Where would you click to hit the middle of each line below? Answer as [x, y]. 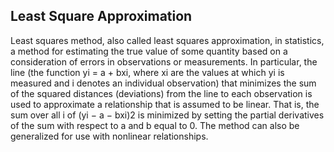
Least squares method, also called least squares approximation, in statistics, [167, 40]
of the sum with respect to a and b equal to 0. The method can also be [155, 125]
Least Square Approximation [101, 16]
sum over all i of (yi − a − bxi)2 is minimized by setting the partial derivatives [167, 115]
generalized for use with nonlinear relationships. [109, 136]
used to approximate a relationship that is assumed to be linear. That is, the [165, 104]
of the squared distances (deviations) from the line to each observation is [161, 93]
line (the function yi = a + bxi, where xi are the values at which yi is [147, 72]
